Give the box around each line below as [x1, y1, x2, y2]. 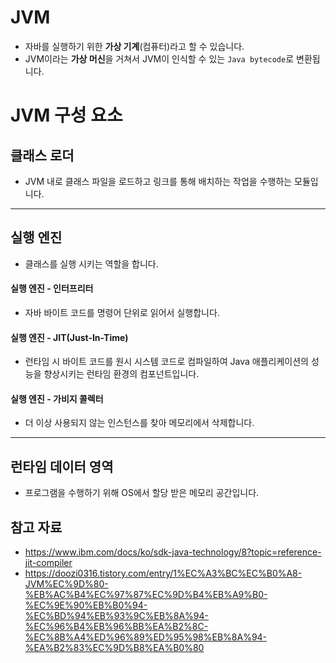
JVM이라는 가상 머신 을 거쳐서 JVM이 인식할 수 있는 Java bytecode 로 [24, 52, 295, 65]
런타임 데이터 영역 [10, 458, 114, 475]
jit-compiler [24, 556, 73, 568]
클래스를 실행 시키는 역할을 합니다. [24, 257, 159, 270]
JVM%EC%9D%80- [24, 577, 109, 590]
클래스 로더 [10, 147, 75, 164]
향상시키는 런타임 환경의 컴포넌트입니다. [43, 368, 200, 380]
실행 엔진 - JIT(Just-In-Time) [10, 331, 129, 343]
